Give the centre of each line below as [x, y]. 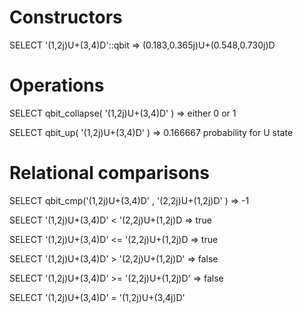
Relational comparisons [109, 173]
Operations [57, 85]
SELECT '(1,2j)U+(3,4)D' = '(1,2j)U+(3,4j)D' [97, 297]
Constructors [66, 17]
